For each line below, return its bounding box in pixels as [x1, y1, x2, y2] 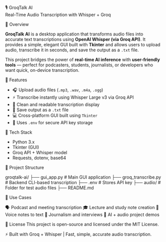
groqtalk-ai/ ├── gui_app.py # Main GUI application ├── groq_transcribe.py [5, 174, 162, 180]
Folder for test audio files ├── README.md [5, 185, 94, 191]
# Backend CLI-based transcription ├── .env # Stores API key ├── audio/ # [5, 180, 161, 185]
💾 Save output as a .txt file [12, 107, 69, 113]
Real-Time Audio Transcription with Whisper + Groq [5, 12, 111, 17]
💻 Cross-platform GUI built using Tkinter [12, 112, 98, 118]
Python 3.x [12, 139, 35, 145]
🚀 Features [5, 77, 27, 83]
